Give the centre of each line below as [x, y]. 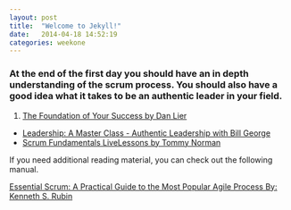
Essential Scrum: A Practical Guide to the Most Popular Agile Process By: [143, 186]
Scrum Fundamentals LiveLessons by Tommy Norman [121, 142]
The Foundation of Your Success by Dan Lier [104, 115]
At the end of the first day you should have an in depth [129, 74]
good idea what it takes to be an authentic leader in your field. [146, 97]
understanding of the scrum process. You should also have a [144, 85]
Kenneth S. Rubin [41, 196]
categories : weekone [48, 42]
